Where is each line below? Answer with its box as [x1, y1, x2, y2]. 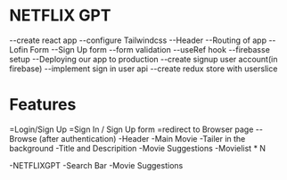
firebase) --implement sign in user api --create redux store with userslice [9, 63, 278, 74]
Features [9, 94, 77, 115]
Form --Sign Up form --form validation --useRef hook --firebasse [29, 44, 270, 54]
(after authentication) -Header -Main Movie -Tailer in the [38, 133, 246, 143]
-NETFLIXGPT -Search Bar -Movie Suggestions [9, 160, 184, 170]
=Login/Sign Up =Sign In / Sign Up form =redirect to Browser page [9, 124, 254, 135]
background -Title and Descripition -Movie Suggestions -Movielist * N [9, 143, 266, 153]
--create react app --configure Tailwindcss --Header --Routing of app [9, 35, 267, 45]
